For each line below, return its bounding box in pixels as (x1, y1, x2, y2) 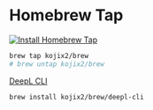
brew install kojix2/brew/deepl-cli (9, 92, 144, 101)
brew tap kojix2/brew (9, 51, 89, 60)
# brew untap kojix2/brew (9, 59, 104, 69)
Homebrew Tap (9, 5, 124, 26)
